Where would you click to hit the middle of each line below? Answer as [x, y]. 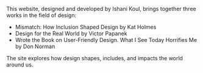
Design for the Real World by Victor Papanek [71, 33]
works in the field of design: [41, 15]
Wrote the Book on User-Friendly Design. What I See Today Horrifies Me [106, 40]
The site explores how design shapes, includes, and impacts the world [94, 58]
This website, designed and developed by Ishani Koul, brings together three [101, 9]
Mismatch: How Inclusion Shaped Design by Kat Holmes [86, 27]
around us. [20, 64]
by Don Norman [35, 46]
